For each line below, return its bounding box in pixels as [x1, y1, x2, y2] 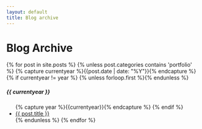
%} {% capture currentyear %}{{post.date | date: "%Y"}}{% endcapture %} [6, 68, 197, 75]
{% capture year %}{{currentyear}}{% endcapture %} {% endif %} [15, 103, 184, 111]
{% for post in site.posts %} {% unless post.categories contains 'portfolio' [6, 61, 192, 68]
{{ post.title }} [15, 110, 50, 117]
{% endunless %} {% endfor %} [15, 117, 96, 124]
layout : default [6, 9, 48, 15]
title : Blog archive [6, 15, 59, 21]
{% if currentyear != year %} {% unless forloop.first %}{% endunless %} [6, 74, 189, 81]
